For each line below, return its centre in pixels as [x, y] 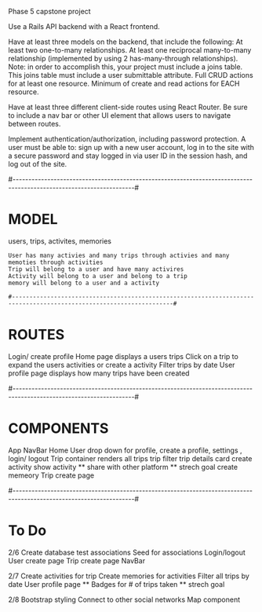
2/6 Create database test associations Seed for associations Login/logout [127, 552]
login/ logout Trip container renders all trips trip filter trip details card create [130, 458]
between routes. [35, 124]
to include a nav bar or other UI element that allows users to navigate [120, 115]
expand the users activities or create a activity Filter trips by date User [122, 365]
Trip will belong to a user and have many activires [96, 269]
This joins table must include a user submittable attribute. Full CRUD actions [131, 75]
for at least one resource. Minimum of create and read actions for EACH [124, 83]
